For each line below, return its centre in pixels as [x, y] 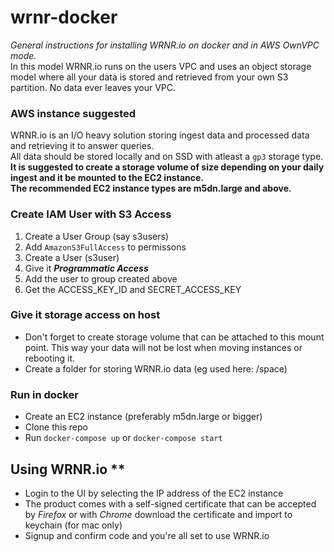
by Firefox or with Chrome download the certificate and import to [158, 514]
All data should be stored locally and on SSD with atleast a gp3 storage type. [167, 157]
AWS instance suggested [73, 113]
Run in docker [44, 394]
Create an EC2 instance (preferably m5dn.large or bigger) [143, 417]
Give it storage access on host [85, 315]
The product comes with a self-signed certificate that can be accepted [170, 503]
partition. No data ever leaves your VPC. [93, 87]
